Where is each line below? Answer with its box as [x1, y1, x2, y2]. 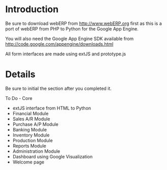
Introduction [5, 4, 59, 15]
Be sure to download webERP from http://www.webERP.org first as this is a [5, 20, 162, 26]
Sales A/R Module [12, 116, 50, 122]
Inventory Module [12, 132, 50, 138]
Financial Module [12, 110, 49, 116]
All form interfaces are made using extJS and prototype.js [5, 51, 126, 57]
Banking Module [12, 126, 47, 132]
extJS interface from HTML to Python [12, 105, 91, 111]
